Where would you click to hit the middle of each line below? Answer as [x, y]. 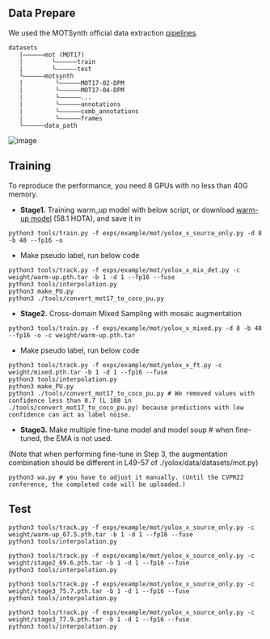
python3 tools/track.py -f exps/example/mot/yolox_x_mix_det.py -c [124, 270]
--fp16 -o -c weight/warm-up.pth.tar [72, 335]
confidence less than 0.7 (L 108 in [70, 400]
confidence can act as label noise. [70, 415]
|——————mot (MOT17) [52, 55]
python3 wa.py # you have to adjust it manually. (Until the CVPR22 [126, 477]
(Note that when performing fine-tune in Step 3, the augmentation [118, 454]
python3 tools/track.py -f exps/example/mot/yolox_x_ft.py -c [115, 365]
